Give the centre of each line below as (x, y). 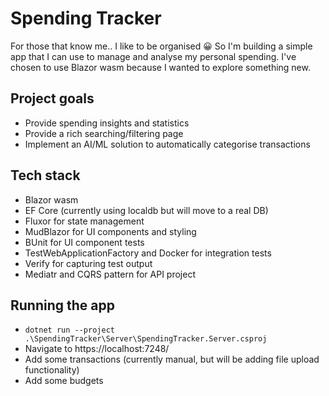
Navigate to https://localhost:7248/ (97, 349)
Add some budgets (64, 381)
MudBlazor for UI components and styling (110, 231)
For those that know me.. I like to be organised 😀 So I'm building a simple (161, 46)
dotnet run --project (69, 330)
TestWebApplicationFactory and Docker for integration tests (148, 253)
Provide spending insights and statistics (107, 123)
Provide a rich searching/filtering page (104, 133)
